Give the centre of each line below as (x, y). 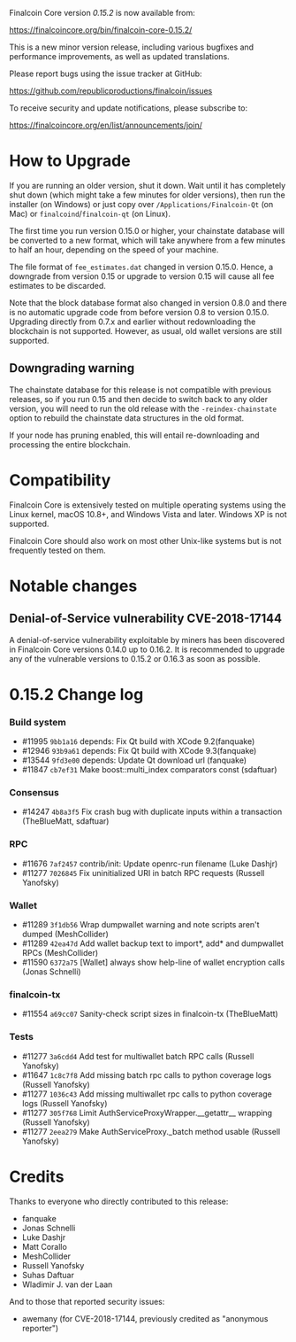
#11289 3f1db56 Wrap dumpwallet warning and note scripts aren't (140, 925)
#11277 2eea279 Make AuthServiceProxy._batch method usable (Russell (151, 1131)
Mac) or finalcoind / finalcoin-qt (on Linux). (90, 213)
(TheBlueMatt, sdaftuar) (65, 821)
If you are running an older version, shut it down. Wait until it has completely (148, 185)
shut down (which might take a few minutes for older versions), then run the (147, 195)
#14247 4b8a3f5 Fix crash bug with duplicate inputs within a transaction (152, 812)
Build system (38, 722)
